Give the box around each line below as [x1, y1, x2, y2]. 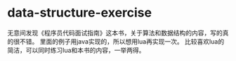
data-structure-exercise [7, 5, 152, 21]
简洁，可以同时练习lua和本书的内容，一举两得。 [7, 46, 145, 54]
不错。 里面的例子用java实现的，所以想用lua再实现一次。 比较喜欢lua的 [19, 37, 225, 46]
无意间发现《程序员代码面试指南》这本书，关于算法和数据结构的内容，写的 [7, 28, 223, 37]
